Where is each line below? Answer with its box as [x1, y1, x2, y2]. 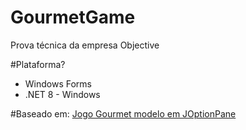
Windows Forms [24, 77, 92, 90]
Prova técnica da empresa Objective [10, 39, 160, 51]
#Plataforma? [10, 58, 66, 70]
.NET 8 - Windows [24, 88, 101, 100]
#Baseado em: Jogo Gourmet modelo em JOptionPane [10, 107, 237, 120]
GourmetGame [10, 6, 136, 29]
